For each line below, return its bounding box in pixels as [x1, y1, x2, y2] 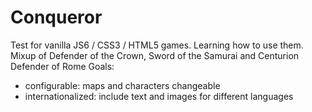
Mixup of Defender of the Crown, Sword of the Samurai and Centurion [10, 49, 300, 61]
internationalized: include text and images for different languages [24, 90, 294, 102]
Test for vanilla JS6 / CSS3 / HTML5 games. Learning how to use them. [10, 39, 304, 51]
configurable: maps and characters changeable [24, 79, 221, 91]
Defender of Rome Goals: [10, 60, 115, 72]
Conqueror [10, 6, 103, 29]
